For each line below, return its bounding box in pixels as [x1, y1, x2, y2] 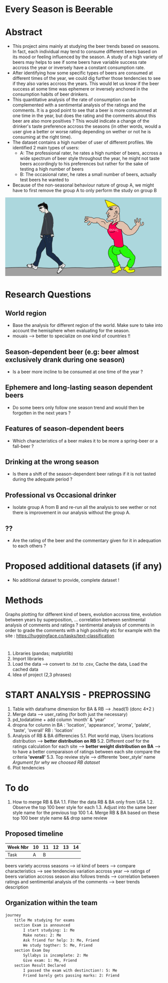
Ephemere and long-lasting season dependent [5, 383, 153, 392]
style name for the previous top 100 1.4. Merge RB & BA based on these [12, 810, 160, 816]
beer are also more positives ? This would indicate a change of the [12, 118, 149, 124]
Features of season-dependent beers [5, 424, 124, 433]
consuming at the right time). [12, 134, 72, 140]
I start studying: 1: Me [23, 928, 75, 933]
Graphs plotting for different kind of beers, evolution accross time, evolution [5, 611, 161, 617]
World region [5, 309, 46, 317]
